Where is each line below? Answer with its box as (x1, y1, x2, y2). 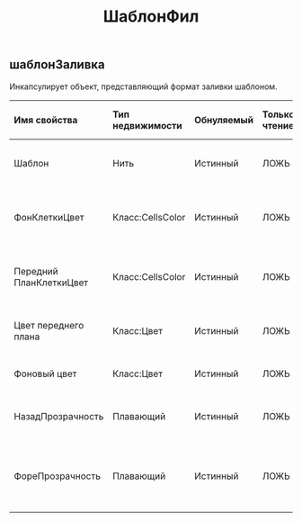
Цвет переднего (13, 319, 84, 331)
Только (262, 108, 295, 121)
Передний (13, 265, 58, 277)
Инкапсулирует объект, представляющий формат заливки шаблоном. (9, 81, 278, 92)
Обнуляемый (194, 113, 254, 126)
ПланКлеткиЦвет (13, 276, 88, 289)
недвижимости (111, 119, 182, 131)
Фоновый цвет (13, 367, 77, 380)
